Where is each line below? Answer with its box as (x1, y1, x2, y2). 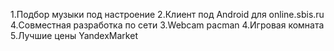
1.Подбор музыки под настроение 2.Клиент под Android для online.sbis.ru (10, 9, 325, 20)
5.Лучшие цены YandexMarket (10, 30, 138, 41)
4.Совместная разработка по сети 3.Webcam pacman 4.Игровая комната (10, 19, 325, 31)
